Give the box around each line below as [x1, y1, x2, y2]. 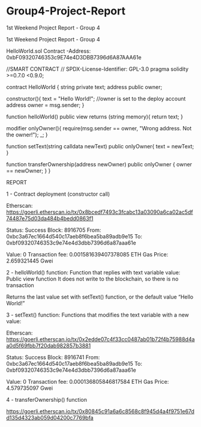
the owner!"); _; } [6, 131, 48, 138]
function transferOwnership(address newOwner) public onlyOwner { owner [6, 160, 193, 168]
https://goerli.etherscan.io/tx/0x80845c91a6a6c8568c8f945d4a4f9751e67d [6, 407, 195, 415]
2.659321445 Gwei [6, 257, 53, 264]
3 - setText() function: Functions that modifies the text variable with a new [6, 311, 189, 318]
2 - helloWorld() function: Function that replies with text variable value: [6, 268, 181, 276]
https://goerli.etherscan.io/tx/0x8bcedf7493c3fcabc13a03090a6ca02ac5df [6, 208, 193, 216]
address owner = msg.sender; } [6, 101, 85, 109]
